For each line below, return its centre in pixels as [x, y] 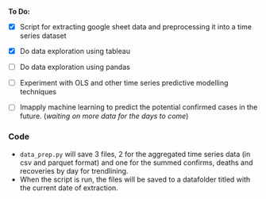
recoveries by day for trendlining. [74, 170]
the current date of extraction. [69, 188]
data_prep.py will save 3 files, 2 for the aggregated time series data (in [135, 154]
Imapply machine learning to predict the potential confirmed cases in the [139, 107]
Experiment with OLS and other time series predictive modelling [124, 83]
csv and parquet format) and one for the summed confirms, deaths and [136, 163]
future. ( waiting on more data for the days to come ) [104, 116]
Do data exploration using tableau [75, 52]
